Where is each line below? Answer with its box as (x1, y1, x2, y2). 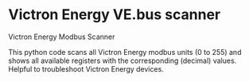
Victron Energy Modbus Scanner (8, 32, 115, 41)
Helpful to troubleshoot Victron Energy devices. (8, 64, 165, 73)
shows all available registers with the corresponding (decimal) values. (8, 56, 237, 65)
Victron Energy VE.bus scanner (8, 6, 221, 24)
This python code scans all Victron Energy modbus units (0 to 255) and (8, 47, 242, 57)
